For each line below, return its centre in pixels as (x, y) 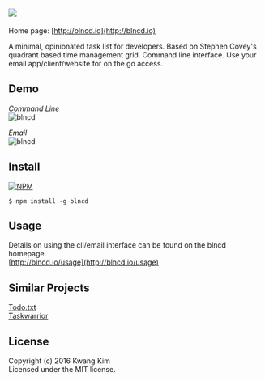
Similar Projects (49, 288)
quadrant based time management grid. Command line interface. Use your (132, 55)
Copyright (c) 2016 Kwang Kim (60, 361)
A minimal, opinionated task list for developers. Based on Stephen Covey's (132, 46)
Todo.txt (22, 307)
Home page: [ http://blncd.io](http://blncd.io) (82, 30)
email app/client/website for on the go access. (86, 63)
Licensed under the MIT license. (62, 369)
